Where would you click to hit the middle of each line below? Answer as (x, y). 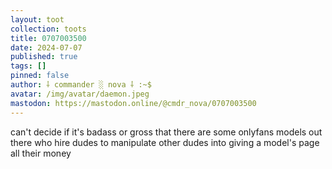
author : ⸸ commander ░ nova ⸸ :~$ (81, 85)
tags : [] (28, 66)
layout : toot (37, 19)
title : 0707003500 (48, 38)
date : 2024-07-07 (46, 47)
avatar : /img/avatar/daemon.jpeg (80, 94)
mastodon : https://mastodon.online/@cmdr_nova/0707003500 (133, 103)
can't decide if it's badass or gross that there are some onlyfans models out (166, 132)
